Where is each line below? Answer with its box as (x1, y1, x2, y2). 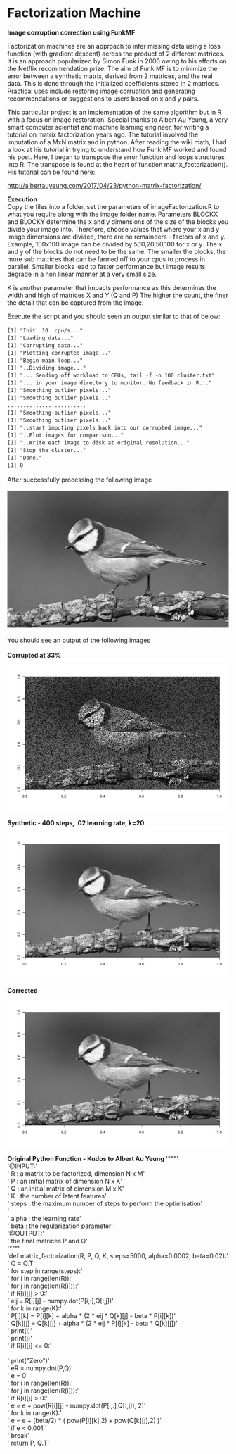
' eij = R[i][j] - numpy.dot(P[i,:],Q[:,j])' (7, 1296, 114, 1305)
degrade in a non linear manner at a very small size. (7, 270, 157, 278)
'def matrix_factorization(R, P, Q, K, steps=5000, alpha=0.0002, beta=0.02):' (7, 1251, 229, 1260)
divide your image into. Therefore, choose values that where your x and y (7, 225, 220, 233)
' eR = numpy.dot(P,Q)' (7, 1364, 74, 1372)
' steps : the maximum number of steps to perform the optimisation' (7, 1199, 203, 1208)
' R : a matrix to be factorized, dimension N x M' (7, 1169, 145, 1177)
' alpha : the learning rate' (7, 1214, 82, 1222)
